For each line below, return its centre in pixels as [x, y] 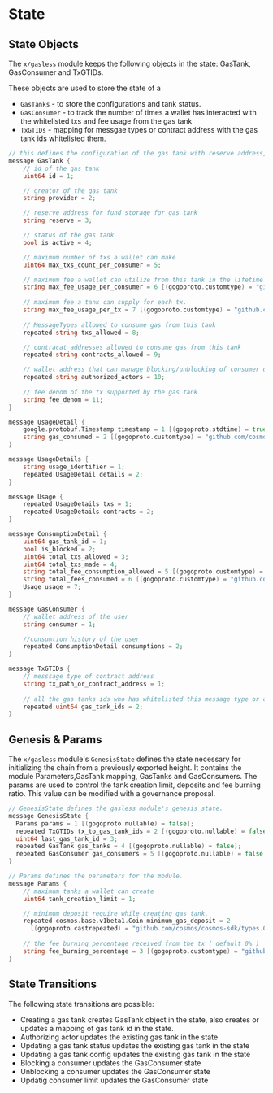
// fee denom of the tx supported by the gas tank [110, 392]
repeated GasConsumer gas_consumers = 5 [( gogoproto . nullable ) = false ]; [143, 854]
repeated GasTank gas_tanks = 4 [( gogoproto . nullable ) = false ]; [129, 847]
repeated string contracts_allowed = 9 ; [92, 355]
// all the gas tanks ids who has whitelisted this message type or [141, 699]
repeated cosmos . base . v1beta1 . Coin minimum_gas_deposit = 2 [127, 921]
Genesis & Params [56, 740]
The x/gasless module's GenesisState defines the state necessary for [125, 759]
